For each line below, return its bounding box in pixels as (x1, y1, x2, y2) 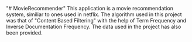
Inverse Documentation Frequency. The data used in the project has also (6, 23, 181, 30)
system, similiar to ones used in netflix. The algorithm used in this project (6, 11, 183, 18)
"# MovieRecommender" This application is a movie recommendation (6, 5, 174, 12)
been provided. (6, 29, 43, 36)
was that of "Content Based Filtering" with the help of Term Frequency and (6, 17, 187, 24)
